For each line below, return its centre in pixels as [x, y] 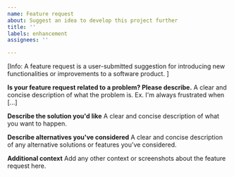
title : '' [22, 27]
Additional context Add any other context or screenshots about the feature [117, 159]
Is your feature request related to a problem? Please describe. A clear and [117, 87]
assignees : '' [28, 40]
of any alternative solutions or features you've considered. [92, 145]
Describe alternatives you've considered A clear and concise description [115, 138]
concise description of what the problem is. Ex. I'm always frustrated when [116, 95]
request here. [27, 166]
